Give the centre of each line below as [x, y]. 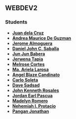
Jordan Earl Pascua [32, 95]
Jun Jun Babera [28, 54]
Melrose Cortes [28, 64]
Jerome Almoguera [32, 43]
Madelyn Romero [30, 101]
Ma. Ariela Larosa [30, 69]
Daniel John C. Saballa [36, 48]
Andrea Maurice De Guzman [42, 38]
